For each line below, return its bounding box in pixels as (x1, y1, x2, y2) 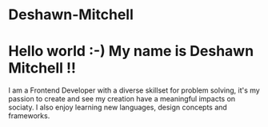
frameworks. (8, 111, 50, 121)
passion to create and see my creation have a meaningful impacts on (8, 94, 236, 104)
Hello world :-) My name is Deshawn (8, 42, 254, 61)
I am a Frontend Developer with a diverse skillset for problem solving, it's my (8, 85, 260, 95)
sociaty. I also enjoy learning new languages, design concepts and (8, 102, 228, 113)
